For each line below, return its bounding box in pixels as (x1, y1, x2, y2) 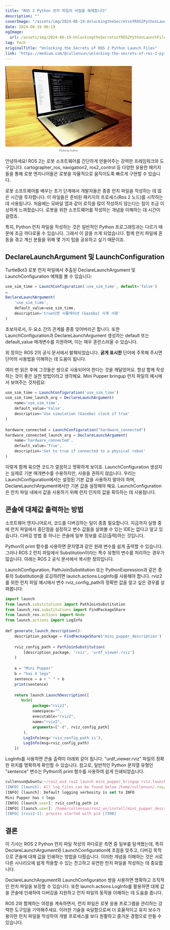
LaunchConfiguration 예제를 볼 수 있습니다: (5, 274, 93, 280)
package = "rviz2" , (32, 703, 69, 709)
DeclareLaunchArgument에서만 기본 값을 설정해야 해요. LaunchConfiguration (5, 483, 162, 489)
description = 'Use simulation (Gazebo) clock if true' (14, 411, 130, 416)
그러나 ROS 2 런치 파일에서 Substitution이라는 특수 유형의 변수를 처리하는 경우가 (5, 550, 165, 556)
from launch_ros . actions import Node (5, 612, 85, 617)
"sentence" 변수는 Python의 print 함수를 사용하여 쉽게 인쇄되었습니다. (5, 768, 145, 774)
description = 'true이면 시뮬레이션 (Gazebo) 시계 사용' (14, 311, 120, 316)
